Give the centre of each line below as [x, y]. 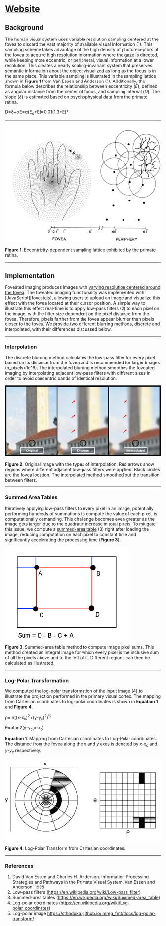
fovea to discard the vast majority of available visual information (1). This [79, 44]
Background [24, 27]
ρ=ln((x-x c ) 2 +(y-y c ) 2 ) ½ [28, 717]
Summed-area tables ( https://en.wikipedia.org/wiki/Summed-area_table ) [86, 898]
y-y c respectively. [23, 751]
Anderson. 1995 [28, 887]
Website [22, 9]
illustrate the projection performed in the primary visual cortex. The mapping [83, 696]
